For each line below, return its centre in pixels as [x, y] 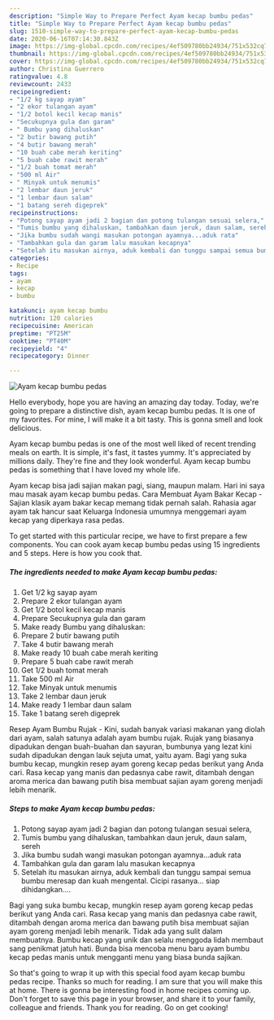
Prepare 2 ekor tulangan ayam [72, 601]
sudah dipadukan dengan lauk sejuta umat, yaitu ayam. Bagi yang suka [128, 755]
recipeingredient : [40, 92]
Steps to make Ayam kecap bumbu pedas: [82, 808]
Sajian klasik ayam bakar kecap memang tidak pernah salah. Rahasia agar [133, 503]
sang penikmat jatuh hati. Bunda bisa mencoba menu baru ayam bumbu [130, 948]
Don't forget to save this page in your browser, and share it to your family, [133, 999]
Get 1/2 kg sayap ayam [59, 593]
